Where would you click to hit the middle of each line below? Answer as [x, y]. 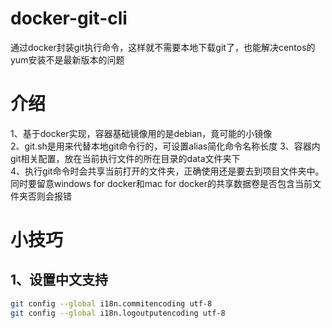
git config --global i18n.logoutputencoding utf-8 [118, 313]
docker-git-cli [69, 18]
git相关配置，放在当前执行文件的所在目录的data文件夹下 [125, 158]
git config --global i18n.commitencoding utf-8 [111, 303]
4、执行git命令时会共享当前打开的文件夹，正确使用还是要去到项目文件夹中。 [167, 171]
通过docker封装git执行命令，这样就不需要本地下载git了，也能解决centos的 [163, 47]
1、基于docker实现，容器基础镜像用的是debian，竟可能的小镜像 [141, 133]
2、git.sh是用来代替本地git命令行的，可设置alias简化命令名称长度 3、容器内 [165, 146]
